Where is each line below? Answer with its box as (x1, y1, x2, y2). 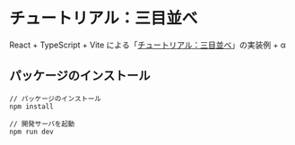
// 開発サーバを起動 (9, 119, 75, 128)
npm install (9, 102, 54, 111)
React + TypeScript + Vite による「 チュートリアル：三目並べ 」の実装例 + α (9, 39, 286, 50)
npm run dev (9, 127, 54, 136)
